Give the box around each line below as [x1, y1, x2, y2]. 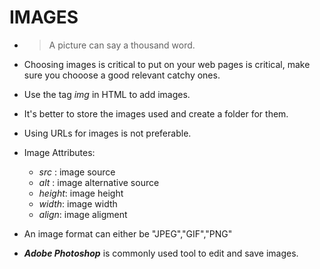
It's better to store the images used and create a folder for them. [23, 107, 289, 120]
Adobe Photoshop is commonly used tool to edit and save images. [23, 247, 299, 259]
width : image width [38, 197, 118, 210]
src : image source [38, 166, 116, 178]
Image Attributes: [23, 146, 96, 158]
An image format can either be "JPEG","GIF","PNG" [23, 227, 233, 240]
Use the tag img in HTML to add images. [23, 88, 191, 100]
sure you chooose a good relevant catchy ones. [23, 69, 221, 81]
